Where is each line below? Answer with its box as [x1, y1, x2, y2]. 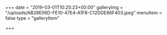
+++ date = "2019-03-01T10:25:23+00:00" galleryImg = [5, 5, 124, 10]
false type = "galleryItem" [5, 15, 60, 21]
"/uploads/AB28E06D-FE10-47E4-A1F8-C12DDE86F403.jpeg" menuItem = [5, 10, 162, 16]
